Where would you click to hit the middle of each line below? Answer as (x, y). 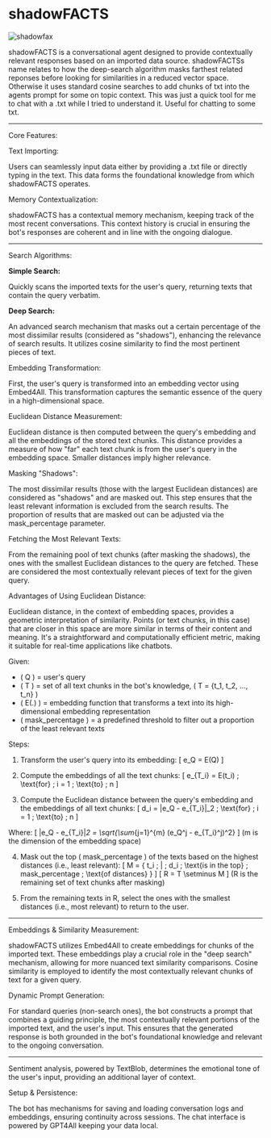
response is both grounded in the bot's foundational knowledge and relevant (135, 1036)
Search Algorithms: (40, 255)
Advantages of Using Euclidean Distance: (77, 596)
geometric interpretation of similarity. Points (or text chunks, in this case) (129, 620)
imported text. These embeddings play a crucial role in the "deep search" (130, 954)
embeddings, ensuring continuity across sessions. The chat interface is (127, 1117)
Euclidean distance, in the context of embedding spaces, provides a (121, 611)
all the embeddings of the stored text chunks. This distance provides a (125, 440)
